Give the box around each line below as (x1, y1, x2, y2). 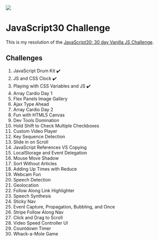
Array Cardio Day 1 (13, 90, 53, 96)
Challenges (6, 54, 43, 63)
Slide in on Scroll (13, 139, 49, 145)
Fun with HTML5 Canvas (13, 112, 65, 118)
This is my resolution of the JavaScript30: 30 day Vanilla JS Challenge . (6, 39, 154, 45)
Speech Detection (13, 176, 51, 183)
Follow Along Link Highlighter (13, 187, 75, 193)
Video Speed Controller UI (13, 220, 68, 226)
